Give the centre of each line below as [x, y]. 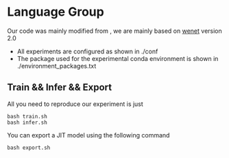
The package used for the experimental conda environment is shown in [118, 58]
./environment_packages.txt [57, 66]
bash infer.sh [27, 122]
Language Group [56, 12]
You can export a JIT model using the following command [88, 135]
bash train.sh [27, 116]
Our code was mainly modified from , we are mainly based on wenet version [115, 31]
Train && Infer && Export [60, 87]
